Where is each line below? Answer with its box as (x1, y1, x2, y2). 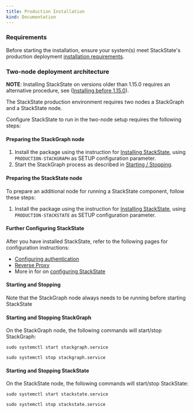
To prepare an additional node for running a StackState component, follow (6, 187, 185, 194)
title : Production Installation (6, 8, 85, 15)
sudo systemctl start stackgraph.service (6, 344, 109, 350)
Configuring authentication (14, 255, 79, 262)
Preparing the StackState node (6, 174, 83, 182)
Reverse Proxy (14, 261, 50, 268)
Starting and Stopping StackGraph (6, 314, 92, 321)
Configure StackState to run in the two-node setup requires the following (6, 116, 182, 123)
